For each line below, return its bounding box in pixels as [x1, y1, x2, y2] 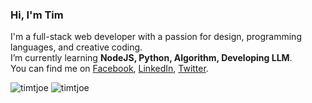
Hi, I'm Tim [10, 8, 64, 22]
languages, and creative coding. [10, 41, 143, 53]
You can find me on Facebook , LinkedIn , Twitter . [10, 63, 209, 75]
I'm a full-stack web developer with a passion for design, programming [10, 31, 302, 43]
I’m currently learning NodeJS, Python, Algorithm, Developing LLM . [10, 52, 293, 64]
